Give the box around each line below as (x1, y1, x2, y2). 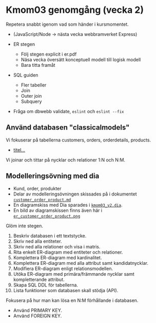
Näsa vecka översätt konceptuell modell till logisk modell (21, 56, 141, 63)
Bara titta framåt (21, 62, 55, 68)
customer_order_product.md (13, 197, 71, 202)
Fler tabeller (21, 82, 47, 88)
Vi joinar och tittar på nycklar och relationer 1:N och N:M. (6, 156, 125, 163)
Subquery (21, 98, 42, 104)
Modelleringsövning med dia (6, 172, 100, 181)
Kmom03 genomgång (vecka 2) (6, 4, 144, 16)
